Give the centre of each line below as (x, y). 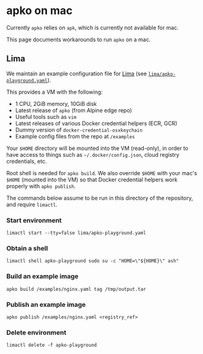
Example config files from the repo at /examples (75, 136)
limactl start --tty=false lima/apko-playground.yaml (76, 233)
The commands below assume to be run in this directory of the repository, (100, 198)
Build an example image (42, 276)
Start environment (34, 220)
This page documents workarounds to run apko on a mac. (79, 39)
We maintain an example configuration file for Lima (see (77, 73)
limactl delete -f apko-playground (52, 345)
